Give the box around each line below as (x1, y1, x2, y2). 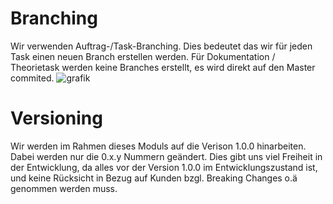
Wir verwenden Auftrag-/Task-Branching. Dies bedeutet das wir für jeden (10, 40, 313, 52)
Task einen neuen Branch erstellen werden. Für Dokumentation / (10, 50, 276, 62)
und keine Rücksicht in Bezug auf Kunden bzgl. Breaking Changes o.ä (10, 172, 298, 184)
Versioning (10, 107, 103, 130)
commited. (10, 72, 55, 84)
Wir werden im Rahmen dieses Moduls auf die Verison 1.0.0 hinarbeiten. (10, 140, 307, 152)
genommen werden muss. (10, 182, 118, 194)
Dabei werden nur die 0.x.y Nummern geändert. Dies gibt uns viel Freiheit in (10, 150, 323, 162)
